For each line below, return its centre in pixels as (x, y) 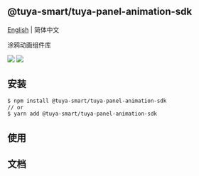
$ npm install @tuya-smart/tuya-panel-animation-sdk (87, 101)
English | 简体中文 (33, 29)
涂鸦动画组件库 (29, 45)
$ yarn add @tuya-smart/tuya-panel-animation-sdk (82, 114)
